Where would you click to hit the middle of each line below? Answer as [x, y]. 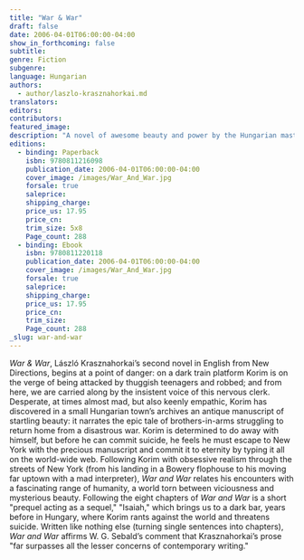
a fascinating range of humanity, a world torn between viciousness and [142, 488]
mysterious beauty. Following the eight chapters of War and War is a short [148, 498]
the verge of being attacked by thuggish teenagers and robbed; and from [146, 382]
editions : [28, 144]
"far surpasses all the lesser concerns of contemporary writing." [129, 546]
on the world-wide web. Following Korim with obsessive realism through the [151, 459]
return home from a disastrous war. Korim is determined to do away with [144, 430]
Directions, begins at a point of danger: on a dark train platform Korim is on [149, 373]
